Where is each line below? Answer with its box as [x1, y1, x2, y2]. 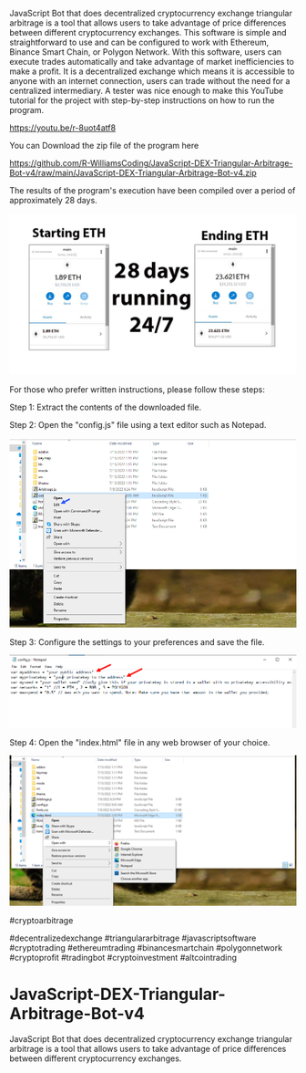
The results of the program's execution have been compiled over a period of [9, 185, 296, 195]
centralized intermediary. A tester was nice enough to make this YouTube [9, 86, 284, 96]
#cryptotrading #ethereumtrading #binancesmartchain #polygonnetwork [9, 942, 283, 953]
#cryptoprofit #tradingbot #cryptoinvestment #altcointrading [9, 952, 237, 963]
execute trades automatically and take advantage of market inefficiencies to [9, 57, 294, 67]
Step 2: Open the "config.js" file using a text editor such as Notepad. [9, 419, 267, 430]
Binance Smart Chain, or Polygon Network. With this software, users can [9, 47, 282, 57]
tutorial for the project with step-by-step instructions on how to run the [9, 95, 275, 106]
